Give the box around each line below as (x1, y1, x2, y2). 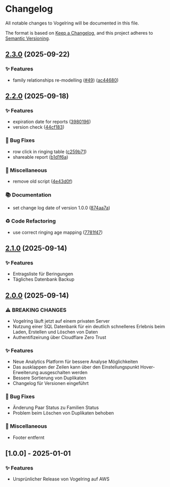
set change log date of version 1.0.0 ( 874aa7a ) (12, 205, 111, 211)
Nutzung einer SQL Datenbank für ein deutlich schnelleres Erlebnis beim (12, 323, 165, 329)
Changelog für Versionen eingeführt (12, 380, 89, 386)
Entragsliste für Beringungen (12, 271, 74, 277)
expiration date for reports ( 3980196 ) (12, 118, 91, 125)
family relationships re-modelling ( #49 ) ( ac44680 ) (12, 77, 119, 83)
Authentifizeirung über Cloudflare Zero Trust (12, 334, 106, 340)
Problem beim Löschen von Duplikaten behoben (12, 410, 114, 416)
